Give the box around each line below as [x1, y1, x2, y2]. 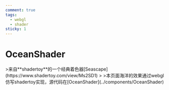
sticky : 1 [5, 27, 27, 32]
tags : [5, 12, 17, 17]
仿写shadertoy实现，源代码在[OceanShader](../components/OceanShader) [5, 79, 164, 85]
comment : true [5, 7, 36, 13]
